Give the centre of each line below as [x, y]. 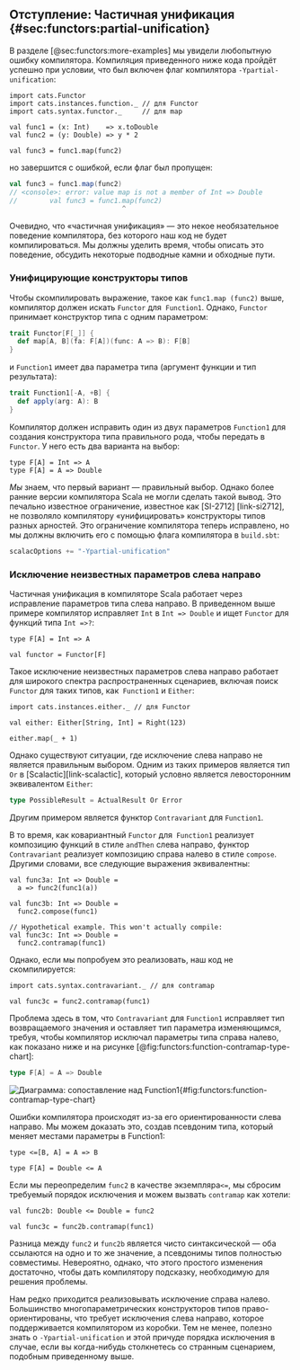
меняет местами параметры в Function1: [88, 1135]
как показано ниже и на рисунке [72, 1046]
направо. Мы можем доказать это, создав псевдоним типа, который [141, 1126]
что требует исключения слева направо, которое [169, 1318]
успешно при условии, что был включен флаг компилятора [123, 69]
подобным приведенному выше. [72, 1356]
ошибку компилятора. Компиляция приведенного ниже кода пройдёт [143, 60]
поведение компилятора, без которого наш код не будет [118, 236]
